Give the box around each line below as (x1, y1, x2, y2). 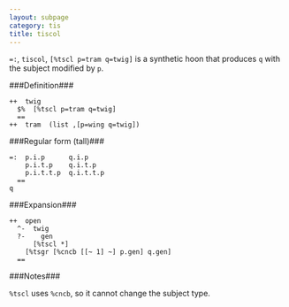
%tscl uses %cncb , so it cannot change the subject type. (9, 288, 210, 299)
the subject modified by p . (9, 63, 104, 73)
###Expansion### (9, 200, 77, 211)
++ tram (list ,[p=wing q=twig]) (9, 120, 141, 129)
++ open (9, 217, 42, 226)
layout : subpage (9, 12, 69, 22)
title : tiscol (9, 29, 62, 38)
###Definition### (9, 81, 74, 91)
